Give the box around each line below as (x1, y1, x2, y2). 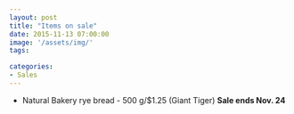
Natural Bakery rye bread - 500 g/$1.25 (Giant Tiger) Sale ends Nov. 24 (21, 94, 286, 105)
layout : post (9, 12, 58, 22)
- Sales (9, 70, 38, 80)
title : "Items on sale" (9, 21, 98, 30)
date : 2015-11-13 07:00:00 (9, 29, 110, 38)
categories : (9, 62, 53, 71)
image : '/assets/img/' (9, 37, 94, 47)
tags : (9, 46, 29, 55)
